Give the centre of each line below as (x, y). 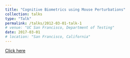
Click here (15, 50)
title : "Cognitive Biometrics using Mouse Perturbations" (65, 10)
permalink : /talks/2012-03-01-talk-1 (43, 23)
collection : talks (24, 14)
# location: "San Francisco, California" (48, 37)
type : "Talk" (18, 19)
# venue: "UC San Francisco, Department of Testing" (60, 28)
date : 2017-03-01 (23, 32)
